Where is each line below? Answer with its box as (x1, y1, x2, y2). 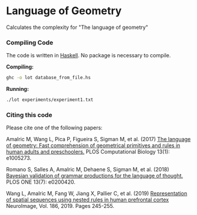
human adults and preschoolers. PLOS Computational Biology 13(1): (6, 148, 170, 155)
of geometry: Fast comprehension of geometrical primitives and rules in (6, 142, 180, 149)
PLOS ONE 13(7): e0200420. (6, 178, 75, 185)
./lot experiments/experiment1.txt (6, 97, 94, 103)
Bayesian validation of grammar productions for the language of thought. (6, 172, 183, 180)
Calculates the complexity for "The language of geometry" (6, 24, 149, 31)
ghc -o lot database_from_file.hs (6, 75, 91, 81)
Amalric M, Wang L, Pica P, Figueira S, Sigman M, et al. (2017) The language (6, 136, 191, 143)
